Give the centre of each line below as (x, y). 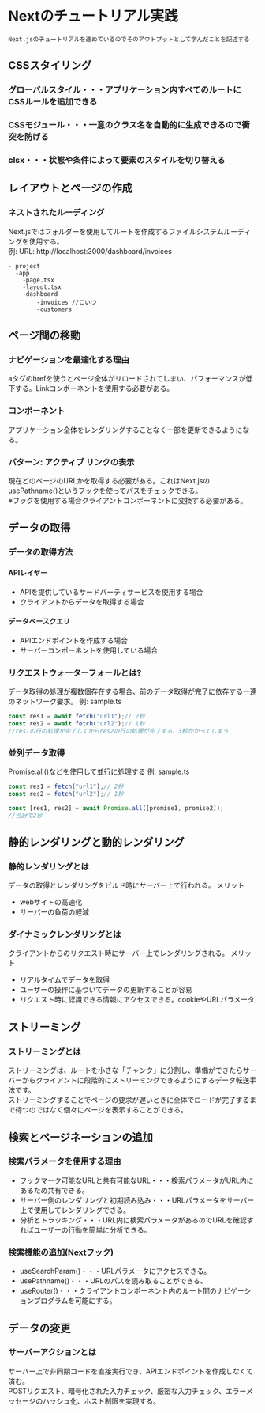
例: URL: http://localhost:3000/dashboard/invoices (90, 251)
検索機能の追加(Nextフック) (61, 1252)
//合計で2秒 (26, 816)
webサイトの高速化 (51, 902)
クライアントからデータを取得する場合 (82, 601)
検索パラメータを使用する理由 (65, 1161)
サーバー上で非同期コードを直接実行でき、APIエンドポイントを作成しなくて (131, 1371)
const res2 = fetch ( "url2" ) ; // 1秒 (66, 794)
